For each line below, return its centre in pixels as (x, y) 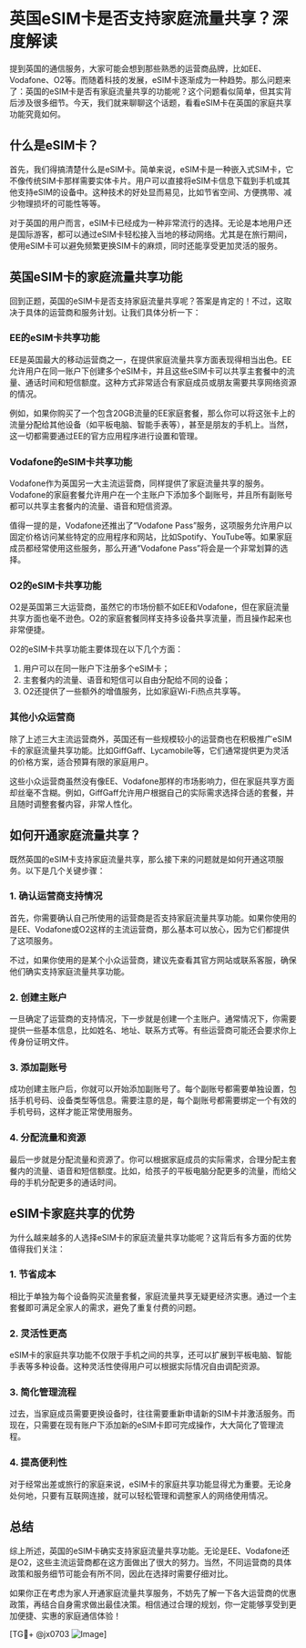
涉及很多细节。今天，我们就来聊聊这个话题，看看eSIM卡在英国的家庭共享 (154, 102)
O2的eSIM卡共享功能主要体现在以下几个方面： (97, 649)
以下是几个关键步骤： (65, 870)
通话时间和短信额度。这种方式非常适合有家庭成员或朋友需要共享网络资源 (161, 382)
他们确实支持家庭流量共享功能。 (69, 971)
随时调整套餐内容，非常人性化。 (77, 804)
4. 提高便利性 (39, 1462)
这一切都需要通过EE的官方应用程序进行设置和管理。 (106, 436)
